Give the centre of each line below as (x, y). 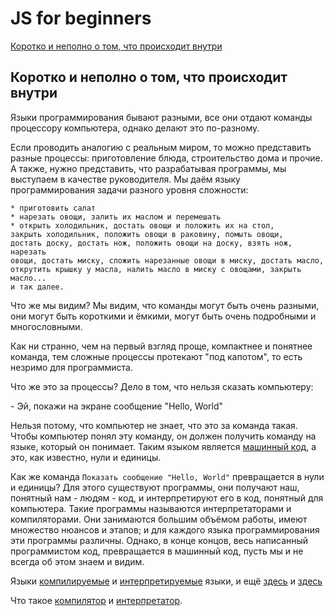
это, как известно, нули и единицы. (86, 457)
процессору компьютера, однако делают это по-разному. (135, 128)
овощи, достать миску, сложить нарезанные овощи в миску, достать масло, (167, 260)
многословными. (46, 326)
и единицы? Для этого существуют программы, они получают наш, (155, 487)
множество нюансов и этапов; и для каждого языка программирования (165, 529)
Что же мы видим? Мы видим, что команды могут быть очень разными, (165, 305)
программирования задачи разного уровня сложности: (129, 189)
